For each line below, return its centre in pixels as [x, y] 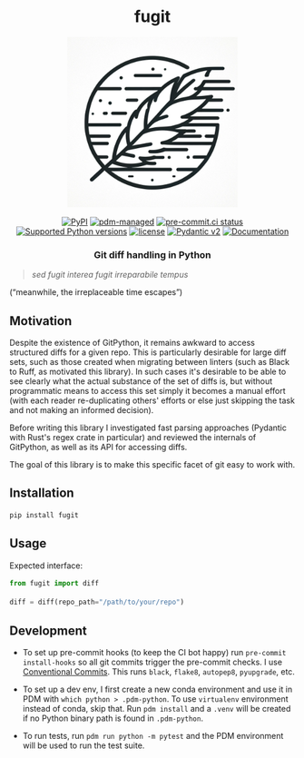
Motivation [41, 321]
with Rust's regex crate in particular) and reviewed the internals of [133, 438]
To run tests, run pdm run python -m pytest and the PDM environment [153, 735]
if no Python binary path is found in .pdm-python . [113, 718]
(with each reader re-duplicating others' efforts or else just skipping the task [152, 400]
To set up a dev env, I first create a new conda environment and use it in [157, 689]
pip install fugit [44, 515]
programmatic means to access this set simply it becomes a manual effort [147, 391]
